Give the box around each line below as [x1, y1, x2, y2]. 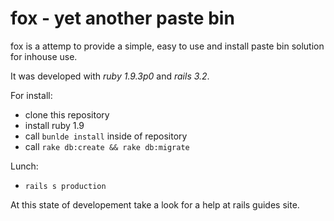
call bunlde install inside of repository [24, 130, 188, 142]
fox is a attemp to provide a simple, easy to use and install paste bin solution [10, 40, 325, 52]
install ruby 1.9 [24, 119, 85, 131]
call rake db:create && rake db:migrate [24, 140, 190, 152]
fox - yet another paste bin [10, 7, 235, 30]
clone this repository [24, 108, 110, 121]
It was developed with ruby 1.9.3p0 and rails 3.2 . [10, 70, 210, 82]
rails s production [24, 181, 107, 191]
